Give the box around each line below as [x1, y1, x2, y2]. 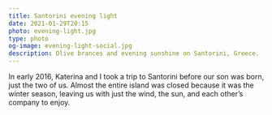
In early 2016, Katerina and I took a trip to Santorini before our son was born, [8, 72, 265, 81]
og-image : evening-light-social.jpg [8, 42, 132, 50]
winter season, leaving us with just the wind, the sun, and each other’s [8, 89, 244, 98]
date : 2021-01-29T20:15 [8, 19, 89, 28]
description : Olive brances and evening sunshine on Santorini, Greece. [8, 49, 260, 57]
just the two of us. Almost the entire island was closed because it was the [8, 80, 254, 90]
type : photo [8, 34, 49, 43]
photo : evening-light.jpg [8, 27, 96, 35]
